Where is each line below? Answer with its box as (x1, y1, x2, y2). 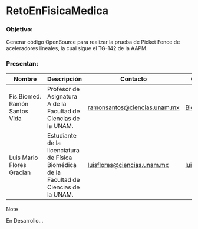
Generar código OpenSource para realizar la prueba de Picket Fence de (6, 38, 180, 45)
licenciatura (47, 146, 80, 154)
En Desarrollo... (6, 217, 44, 224)
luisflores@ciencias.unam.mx (87, 161, 169, 169)
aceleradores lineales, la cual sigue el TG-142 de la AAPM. (6, 45, 148, 52)
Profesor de (47, 84, 80, 93)
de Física (47, 153, 72, 162)
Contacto (120, 75, 147, 83)
